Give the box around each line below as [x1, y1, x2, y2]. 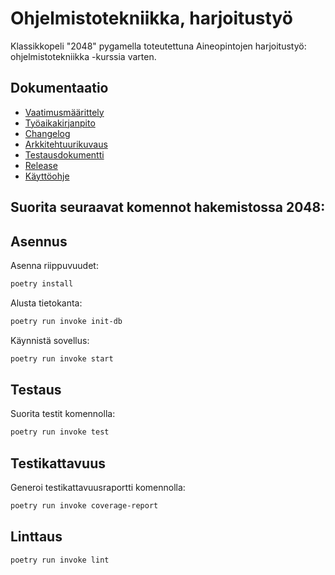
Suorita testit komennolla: [10, 408, 116, 420]
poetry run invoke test [10, 427, 110, 437]
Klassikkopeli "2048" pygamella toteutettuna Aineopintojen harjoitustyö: [10, 40, 307, 52]
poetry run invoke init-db [10, 316, 123, 326]
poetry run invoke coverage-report [10, 501, 159, 511]
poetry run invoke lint [10, 555, 110, 565]
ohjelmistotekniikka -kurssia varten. [10, 50, 157, 62]
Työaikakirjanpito [24, 117, 96, 129]
